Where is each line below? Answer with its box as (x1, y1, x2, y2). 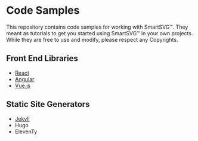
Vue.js (14, 82, 31, 89)
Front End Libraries (6, 53, 79, 63)
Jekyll (14, 115, 30, 122)
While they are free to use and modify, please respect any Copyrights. (6, 36, 178, 43)
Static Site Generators (6, 99, 90, 109)
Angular (14, 75, 35, 82)
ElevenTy (14, 128, 38, 135)
